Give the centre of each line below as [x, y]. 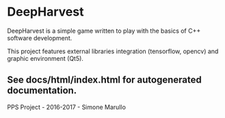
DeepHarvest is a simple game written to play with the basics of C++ [104, 31]
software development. [40, 38]
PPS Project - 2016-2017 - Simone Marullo [67, 107]
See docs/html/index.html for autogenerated [104, 80]
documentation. [42, 90]
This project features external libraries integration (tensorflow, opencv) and [113, 51]
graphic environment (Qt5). [45, 58]
